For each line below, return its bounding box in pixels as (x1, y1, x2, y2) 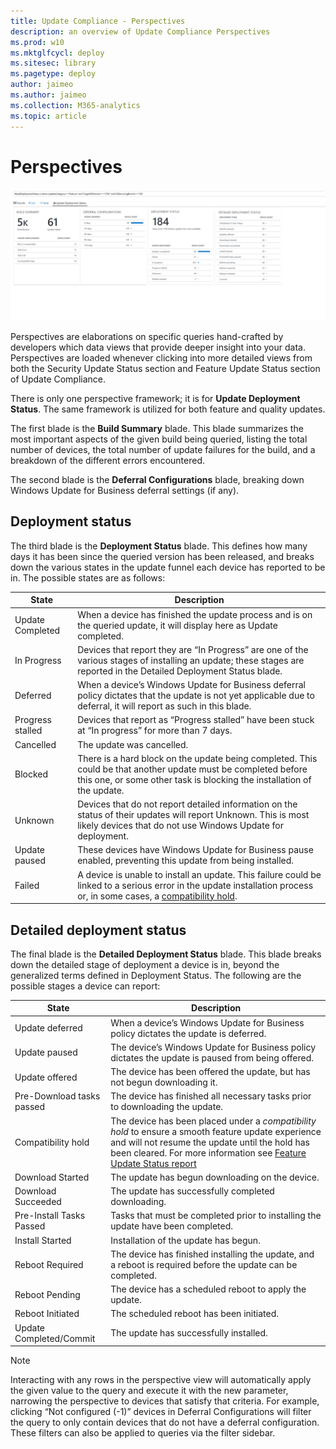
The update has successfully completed (110, 1185, 275, 1197)
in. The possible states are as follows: (10, 571, 166, 584)
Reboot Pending (14, 1288, 81, 1300)
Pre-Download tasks (14, 1090, 101, 1102)
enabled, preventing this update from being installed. (77, 855, 295, 867)
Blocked (14, 768, 49, 780)
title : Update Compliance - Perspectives (10, 16, 186, 26)
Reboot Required (14, 1258, 84, 1270)
